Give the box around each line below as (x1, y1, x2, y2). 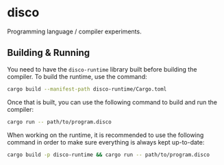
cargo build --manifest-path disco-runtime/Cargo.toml (7, 85, 167, 93)
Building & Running (7, 47, 90, 59)
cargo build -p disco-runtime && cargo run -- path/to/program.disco (7, 151, 210, 158)
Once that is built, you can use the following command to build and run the (7, 97, 218, 106)
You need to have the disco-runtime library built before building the (7, 65, 197, 73)
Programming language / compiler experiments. (7, 27, 142, 35)
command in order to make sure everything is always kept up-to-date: (7, 138, 205, 146)
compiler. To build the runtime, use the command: (7, 72, 147, 80)
